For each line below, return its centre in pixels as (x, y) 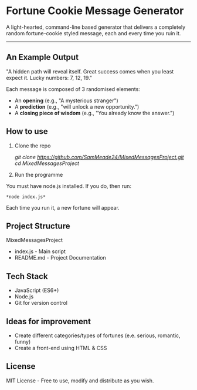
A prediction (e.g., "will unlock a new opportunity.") (77, 106)
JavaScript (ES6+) (37, 290)
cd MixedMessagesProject (47, 163)
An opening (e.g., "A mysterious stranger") (66, 100)
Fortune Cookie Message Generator (95, 11)
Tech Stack (27, 276)
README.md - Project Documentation (60, 258)
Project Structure (38, 226)
